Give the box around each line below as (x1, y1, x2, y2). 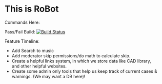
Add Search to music (11, 48, 54, 53)
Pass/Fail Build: (4, 29, 35, 34)
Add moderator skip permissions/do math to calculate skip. (11, 52, 131, 59)
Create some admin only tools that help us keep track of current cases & (11, 68, 157, 74)
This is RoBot (4, 3, 59, 15)
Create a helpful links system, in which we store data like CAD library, (11, 58, 151, 64)
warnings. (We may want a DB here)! (11, 73, 86, 79)
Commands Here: (4, 19, 40, 25)
